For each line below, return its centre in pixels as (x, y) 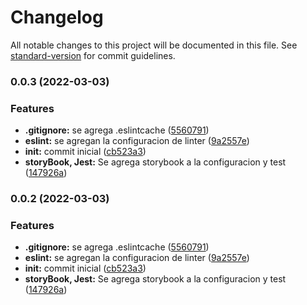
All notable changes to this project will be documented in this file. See (154, 45)
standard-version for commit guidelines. (93, 55)
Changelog (57, 17)
